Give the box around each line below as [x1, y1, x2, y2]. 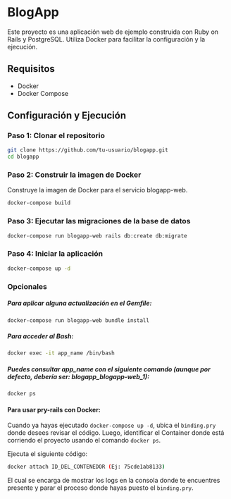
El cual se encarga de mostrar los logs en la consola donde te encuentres [7, 476, 220, 485]
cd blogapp [7, 153, 39, 161]
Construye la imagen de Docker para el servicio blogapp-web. [7, 186, 188, 195]
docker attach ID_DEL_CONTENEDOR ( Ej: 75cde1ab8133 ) [7, 463, 166, 471]
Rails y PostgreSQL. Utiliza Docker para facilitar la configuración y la [7, 35, 206, 43]
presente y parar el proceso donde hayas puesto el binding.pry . [7, 483, 194, 492]
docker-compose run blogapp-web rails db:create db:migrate [7, 232, 188, 240]
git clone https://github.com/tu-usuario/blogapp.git [7, 147, 169, 154]
